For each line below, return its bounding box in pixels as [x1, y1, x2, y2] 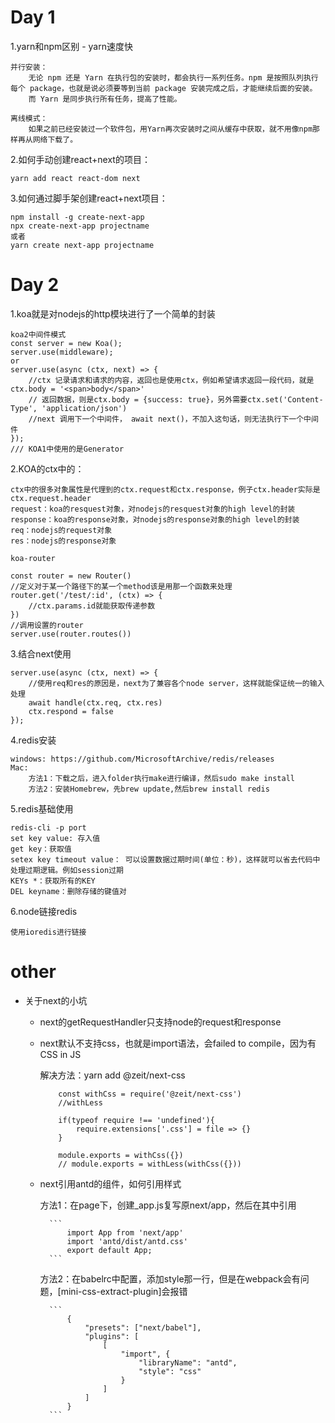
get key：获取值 [10, 844, 72, 854]
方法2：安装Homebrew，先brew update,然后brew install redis [28, 784, 270, 794]
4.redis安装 [10, 734, 57, 746]
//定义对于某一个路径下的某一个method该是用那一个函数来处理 [10, 581, 233, 591]
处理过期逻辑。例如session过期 [10, 865, 124, 875]
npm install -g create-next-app [10, 212, 145, 222]
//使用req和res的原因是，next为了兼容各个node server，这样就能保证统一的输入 [28, 678, 325, 688]
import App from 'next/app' [66, 1227, 184, 1238]
